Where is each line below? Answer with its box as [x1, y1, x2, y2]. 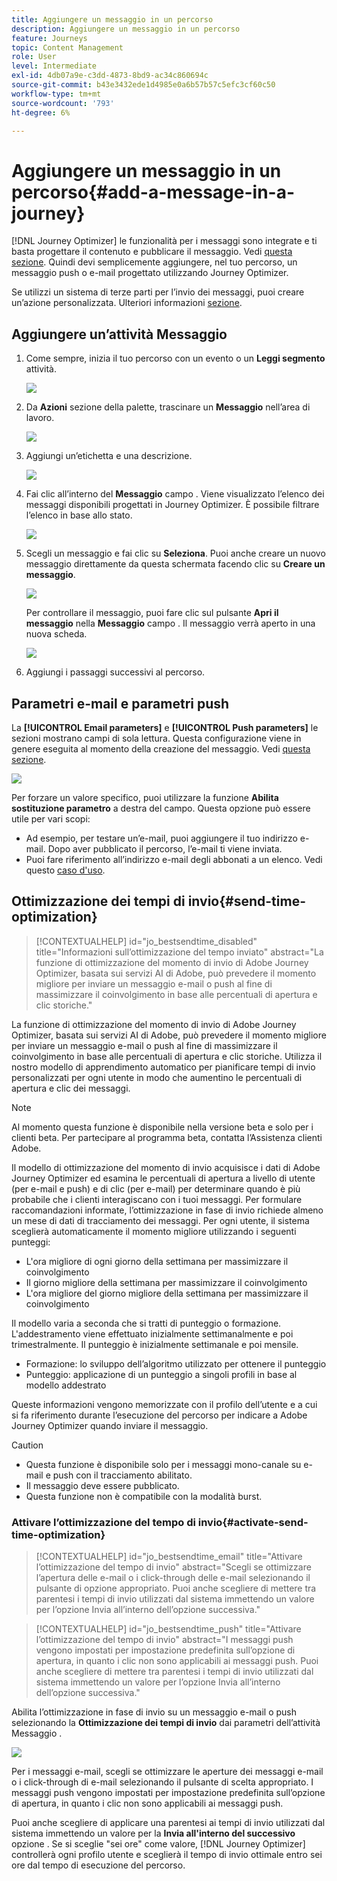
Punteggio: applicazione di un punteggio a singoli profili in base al [25, 1368, 298, 1380]
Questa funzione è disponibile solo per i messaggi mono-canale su [25, 1458, 302, 1470]
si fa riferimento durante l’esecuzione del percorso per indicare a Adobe [11, 1409, 308, 1421]
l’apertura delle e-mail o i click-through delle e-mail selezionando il [35, 1572, 311, 1584]
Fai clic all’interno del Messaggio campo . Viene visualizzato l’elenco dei [25, 488, 325, 500]
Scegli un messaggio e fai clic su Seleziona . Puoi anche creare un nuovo [25, 547, 326, 560]
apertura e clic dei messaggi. [11, 1082, 131, 1094]
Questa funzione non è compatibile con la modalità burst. [25, 1490, 263, 1502]
